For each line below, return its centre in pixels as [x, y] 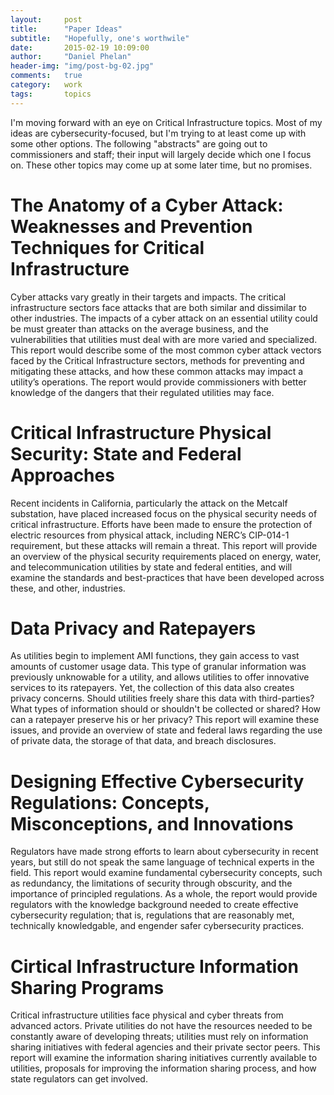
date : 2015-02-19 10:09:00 [80, 47]
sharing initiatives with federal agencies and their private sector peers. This [165, 1047]
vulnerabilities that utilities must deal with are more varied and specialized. [164, 339]
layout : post [46, 19]
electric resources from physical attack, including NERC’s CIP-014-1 [150, 535]
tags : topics [51, 94]
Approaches [62, 475]
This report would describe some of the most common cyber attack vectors [166, 350]
